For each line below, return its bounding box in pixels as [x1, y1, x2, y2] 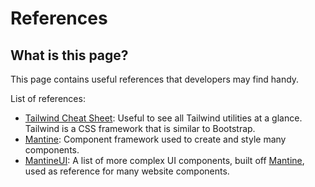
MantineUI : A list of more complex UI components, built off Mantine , [24, 155, 305, 166]
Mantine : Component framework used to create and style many [24, 133, 287, 145]
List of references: [10, 93, 86, 104]
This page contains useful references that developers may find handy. [10, 73, 300, 85]
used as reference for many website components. [24, 165, 230, 177]
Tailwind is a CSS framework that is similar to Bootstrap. [24, 123, 256, 134]
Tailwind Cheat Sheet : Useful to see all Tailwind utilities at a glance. [24, 112, 303, 124]
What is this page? [10, 47, 129, 64]
